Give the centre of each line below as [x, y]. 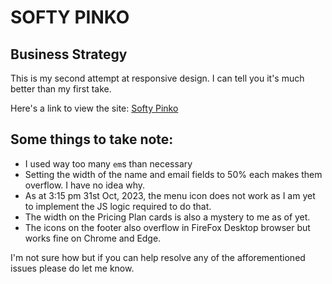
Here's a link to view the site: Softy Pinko [94, 108]
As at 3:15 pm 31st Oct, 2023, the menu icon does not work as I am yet [170, 195]
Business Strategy [69, 54]
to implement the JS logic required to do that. [118, 206]
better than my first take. [61, 89]
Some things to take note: [92, 139]
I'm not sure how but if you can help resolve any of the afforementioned [158, 257]
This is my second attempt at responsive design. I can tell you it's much [157, 78]
